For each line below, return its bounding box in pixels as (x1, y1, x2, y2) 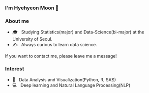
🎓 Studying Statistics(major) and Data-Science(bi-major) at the (12, 29, 145, 35)
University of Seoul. (12, 36, 53, 42)
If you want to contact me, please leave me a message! (5, 53, 117, 59)
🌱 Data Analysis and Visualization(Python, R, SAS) (12, 76, 116, 83)
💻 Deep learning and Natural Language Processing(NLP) (12, 82, 131, 88)
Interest (5, 65, 25, 72)
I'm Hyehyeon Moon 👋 (5, 4, 59, 11)
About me (5, 17, 30, 24)
